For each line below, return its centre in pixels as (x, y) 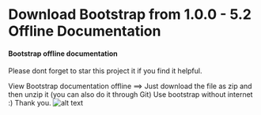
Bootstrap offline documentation (63, 54)
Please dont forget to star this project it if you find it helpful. (105, 71)
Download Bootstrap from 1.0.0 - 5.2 (130, 15)
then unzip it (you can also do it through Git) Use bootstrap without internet (130, 95)
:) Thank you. (30, 103)
